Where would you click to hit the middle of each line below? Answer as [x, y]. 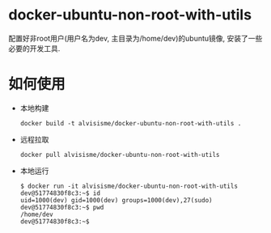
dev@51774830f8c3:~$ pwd [62, 207]
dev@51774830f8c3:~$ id [60, 193]
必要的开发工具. [34, 48]
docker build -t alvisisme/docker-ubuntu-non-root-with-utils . [131, 123]
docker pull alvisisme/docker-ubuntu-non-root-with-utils [120, 155]
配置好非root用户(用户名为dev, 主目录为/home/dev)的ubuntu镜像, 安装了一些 [135, 38]
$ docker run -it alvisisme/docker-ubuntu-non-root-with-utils [129, 186]
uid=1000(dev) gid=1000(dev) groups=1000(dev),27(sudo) [116, 200]
